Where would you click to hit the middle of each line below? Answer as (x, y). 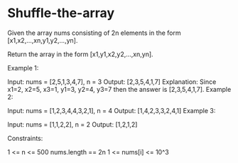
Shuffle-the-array (61, 13)
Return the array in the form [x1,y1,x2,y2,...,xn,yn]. (81, 54)
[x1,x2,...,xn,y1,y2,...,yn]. (43, 40)
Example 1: (23, 68)
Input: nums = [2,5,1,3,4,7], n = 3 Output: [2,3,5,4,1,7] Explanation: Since (112, 81)
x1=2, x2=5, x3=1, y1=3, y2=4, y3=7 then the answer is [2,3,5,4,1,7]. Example (119, 89)
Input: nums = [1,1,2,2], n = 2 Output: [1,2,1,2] (72, 124)
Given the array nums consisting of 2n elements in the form (94, 33)
